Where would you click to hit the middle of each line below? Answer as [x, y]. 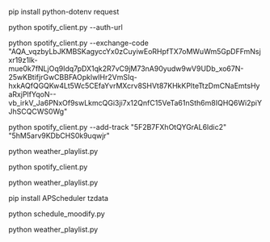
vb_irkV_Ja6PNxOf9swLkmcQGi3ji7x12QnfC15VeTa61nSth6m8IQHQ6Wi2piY [135, 103]
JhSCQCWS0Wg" [38, 111]
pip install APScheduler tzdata [59, 198]
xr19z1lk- [23, 60]
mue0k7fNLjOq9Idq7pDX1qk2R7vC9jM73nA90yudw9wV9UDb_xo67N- [126, 69]
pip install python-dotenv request [64, 12]
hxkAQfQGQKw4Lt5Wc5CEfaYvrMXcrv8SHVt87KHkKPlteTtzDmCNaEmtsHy [134, 86]
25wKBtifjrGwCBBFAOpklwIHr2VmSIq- [73, 77]
